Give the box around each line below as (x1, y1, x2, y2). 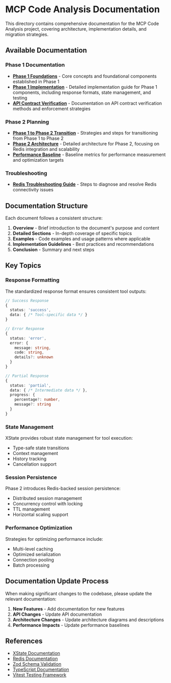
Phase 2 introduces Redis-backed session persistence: (5, 486, 121, 492)
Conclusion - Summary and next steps (12, 246, 95, 253)
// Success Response (5, 298, 49, 303)
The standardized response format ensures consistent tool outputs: (5, 288, 147, 294)
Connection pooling (12, 556, 54, 563)
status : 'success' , (10, 308, 51, 313)
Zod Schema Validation (12, 661, 62, 667)
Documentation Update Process (5, 577, 109, 586)
